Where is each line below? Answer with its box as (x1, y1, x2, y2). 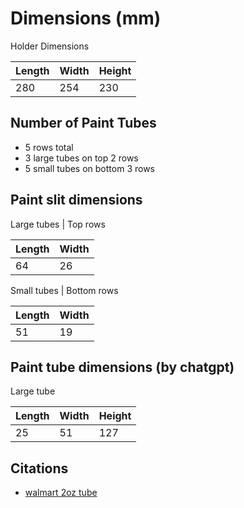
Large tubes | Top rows (10, 218, 106, 230)
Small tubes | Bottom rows (10, 284, 119, 296)
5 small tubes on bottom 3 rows (24, 162, 155, 174)
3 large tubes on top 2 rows (24, 152, 139, 164)
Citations (10, 460, 69, 477)
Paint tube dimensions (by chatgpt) (10, 358, 235, 376)
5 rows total (24, 141, 74, 153)
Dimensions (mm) (10, 7, 162, 30)
